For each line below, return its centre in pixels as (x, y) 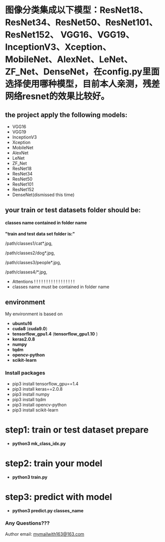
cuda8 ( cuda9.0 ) (30, 329)
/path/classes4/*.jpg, (26, 272)
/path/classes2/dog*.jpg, (30, 253)
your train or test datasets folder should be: (73, 210)
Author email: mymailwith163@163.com (45, 534)
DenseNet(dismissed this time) (43, 195)
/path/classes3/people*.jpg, (33, 262)
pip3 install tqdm (29, 399)
